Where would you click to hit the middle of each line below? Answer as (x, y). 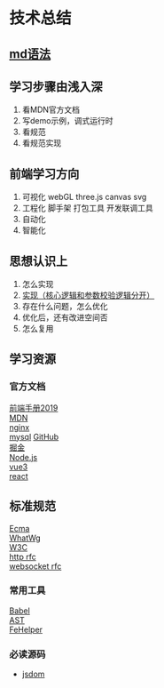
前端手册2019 (34, 408)
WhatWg (25, 538)
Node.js (23, 457)
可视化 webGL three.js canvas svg (84, 197)
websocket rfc (35, 566)
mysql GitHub (34, 436)
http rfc (23, 556)
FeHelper (26, 629)
